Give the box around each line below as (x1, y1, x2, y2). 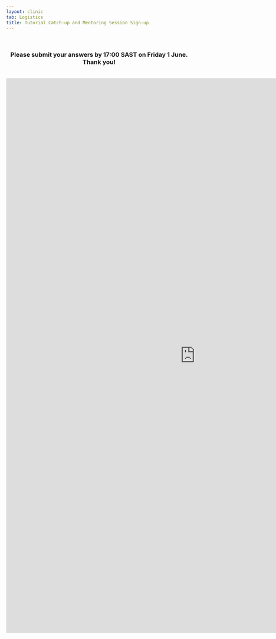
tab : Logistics (6, 14, 44, 20)
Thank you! (82, 58, 116, 66)
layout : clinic (6, 8, 44, 15)
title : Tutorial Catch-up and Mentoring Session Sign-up (6, 20, 149, 25)
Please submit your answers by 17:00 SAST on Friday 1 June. (10, 51, 188, 59)
